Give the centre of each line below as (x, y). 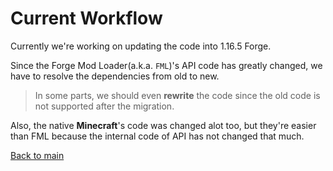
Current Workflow (86, 18)
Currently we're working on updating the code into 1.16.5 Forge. (141, 46)
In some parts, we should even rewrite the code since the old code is (177, 95)
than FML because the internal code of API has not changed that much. (157, 136)
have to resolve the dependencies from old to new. (115, 76)
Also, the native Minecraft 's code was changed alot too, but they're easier (163, 125)
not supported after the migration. (104, 106)
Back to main (37, 155)
